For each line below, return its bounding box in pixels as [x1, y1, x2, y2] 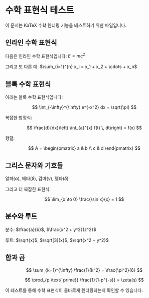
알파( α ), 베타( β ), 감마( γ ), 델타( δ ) [5, 175, 69, 182]
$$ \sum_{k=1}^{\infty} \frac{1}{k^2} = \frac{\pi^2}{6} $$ [26, 267, 143, 273]
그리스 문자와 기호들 [5, 161, 63, 169]
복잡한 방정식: [5, 114, 33, 121]
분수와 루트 [5, 212, 38, 221]
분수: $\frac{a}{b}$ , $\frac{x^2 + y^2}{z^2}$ [5, 226, 97, 232]
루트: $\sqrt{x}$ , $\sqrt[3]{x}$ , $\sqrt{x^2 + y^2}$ [5, 237, 109, 243]
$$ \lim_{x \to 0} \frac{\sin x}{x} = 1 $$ [44, 196, 124, 202]
